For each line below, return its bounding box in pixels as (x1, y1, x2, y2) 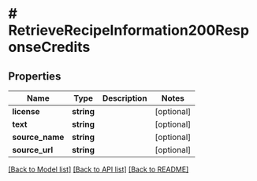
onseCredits (8, 39, 91, 56)
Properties (8, 69, 61, 83)
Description (102, 93, 147, 103)
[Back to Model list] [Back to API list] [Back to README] (8, 164, 189, 174)
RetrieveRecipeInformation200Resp (8, 21, 250, 39)
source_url (12, 145, 54, 155)
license (12, 106, 41, 116)
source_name (12, 131, 65, 142)
